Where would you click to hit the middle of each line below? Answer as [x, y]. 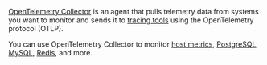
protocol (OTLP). [36, 28]
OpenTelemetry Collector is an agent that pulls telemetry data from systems [133, 12]
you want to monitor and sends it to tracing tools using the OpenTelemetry [131, 20]
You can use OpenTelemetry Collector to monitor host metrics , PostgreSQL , [133, 44]
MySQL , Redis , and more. [51, 53]
